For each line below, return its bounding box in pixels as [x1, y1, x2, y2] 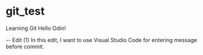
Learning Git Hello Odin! [6, 24, 67, 32]
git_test [6, 4, 45, 18]
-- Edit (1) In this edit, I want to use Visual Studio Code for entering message [6, 36, 197, 43]
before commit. [6, 43, 44, 50]
